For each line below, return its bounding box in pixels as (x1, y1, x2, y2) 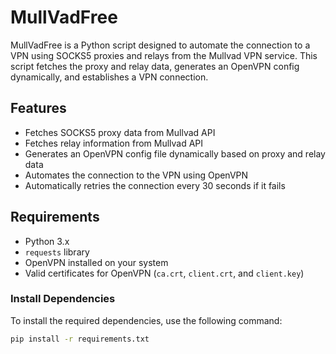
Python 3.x (24, 235, 70, 247)
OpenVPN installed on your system (24, 256, 169, 268)
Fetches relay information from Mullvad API (24, 137, 204, 149)
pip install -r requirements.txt (10, 334, 150, 344)
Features (10, 100, 67, 117)
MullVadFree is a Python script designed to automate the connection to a (10, 39, 311, 51)
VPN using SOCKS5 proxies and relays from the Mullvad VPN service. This (10, 49, 318, 61)
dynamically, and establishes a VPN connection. (10, 71, 209, 83)
